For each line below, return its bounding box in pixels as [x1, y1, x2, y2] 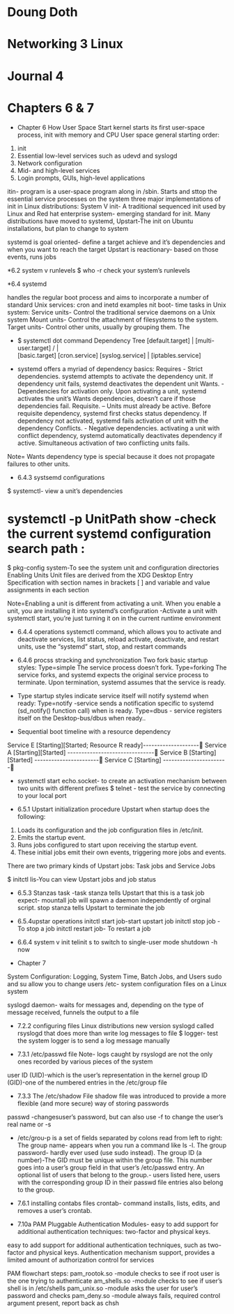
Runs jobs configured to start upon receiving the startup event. [17, 841, 198, 849]
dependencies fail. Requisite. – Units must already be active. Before [17, 402, 211, 410]
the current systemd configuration [7, 526, 211, 541]
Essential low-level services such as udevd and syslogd [17, 151, 178, 160]
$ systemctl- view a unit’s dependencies [7, 486, 123, 495]
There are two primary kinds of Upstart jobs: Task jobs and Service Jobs [7, 862, 216, 870]
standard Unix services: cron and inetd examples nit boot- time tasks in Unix [7, 301, 226, 309]
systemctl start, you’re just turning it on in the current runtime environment [7, 614, 221, 623]
